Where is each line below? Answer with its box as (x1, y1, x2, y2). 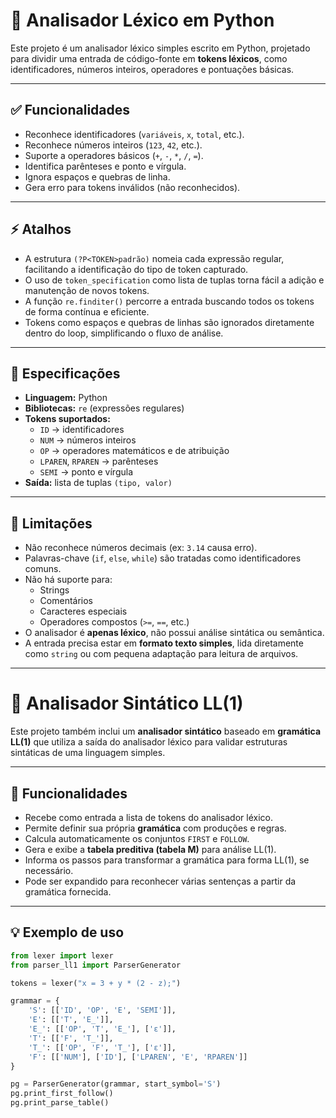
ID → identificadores (39, 424, 125, 436)
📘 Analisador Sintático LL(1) (10, 692, 244, 715)
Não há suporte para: (24, 574, 113, 586)
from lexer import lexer (10, 950, 114, 961)
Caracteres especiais (39, 605, 128, 618)
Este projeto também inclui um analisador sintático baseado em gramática (10, 725, 322, 738)
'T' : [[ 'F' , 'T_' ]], (28, 1033, 114, 1043)
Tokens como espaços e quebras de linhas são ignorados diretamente (24, 316, 315, 328)
